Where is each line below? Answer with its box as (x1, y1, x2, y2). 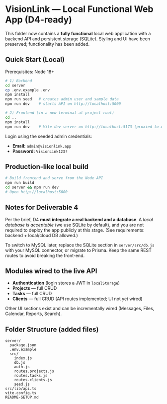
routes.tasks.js (14, 373, 48, 378)
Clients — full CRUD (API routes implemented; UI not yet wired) (12, 296, 143, 302)
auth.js (14, 364, 30, 370)
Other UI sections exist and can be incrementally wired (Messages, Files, (5, 306, 155, 312)
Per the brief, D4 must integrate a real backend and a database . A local (5, 216, 153, 222)
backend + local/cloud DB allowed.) (5, 232, 78, 238)
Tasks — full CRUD (12, 291, 52, 297)
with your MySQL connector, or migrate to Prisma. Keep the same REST (5, 247, 152, 253)
